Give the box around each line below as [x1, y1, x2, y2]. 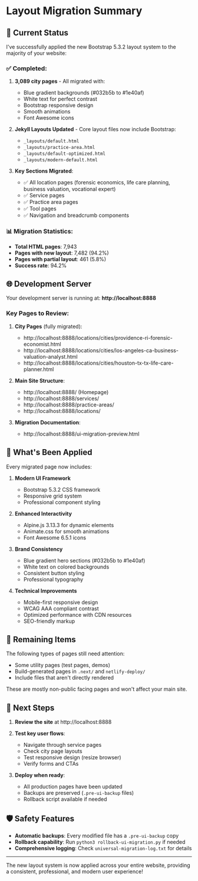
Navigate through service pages [23, 742, 102, 749]
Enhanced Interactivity [14, 510, 72, 517]
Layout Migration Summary [6, 4, 143, 18]
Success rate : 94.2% [14, 262, 67, 269]
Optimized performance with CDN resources [23, 611, 132, 618]
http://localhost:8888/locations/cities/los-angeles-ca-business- [23, 347, 179, 354]
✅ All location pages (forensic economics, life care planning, [23, 179, 170, 186]
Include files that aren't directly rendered [14, 674, 114, 681]
